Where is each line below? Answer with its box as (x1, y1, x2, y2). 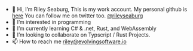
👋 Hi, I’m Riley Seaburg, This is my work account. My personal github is (11, 6, 187, 13)
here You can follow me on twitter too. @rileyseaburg (11, 12, 143, 19)
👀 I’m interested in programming (11, 19, 91, 25)
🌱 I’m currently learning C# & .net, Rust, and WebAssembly (11, 25, 157, 32)
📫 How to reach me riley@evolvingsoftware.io (11, 38, 127, 45)
